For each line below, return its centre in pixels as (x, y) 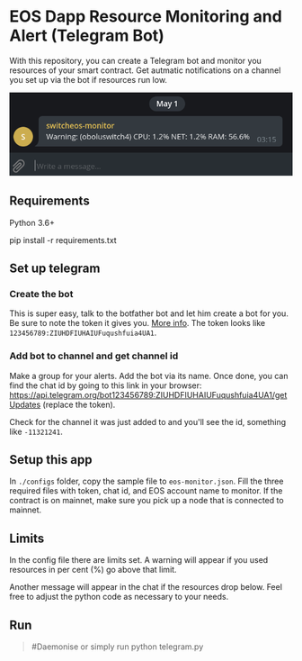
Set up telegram (55, 268)
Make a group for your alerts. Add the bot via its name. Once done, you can (149, 376)
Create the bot (41, 294)
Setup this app (51, 460)
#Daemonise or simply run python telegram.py (117, 647)
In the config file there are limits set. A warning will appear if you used (139, 560)
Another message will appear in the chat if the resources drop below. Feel (146, 587)
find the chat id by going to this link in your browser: (106, 385)
